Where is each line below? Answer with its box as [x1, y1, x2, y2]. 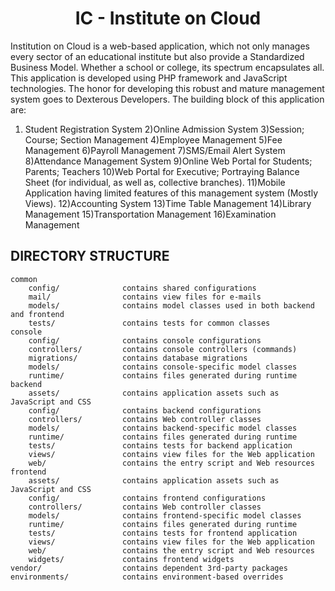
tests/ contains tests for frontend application [28, 528, 298, 538]
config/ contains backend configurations [28, 405, 262, 416]
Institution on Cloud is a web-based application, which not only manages [10, 40, 310, 52]
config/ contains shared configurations [28, 283, 257, 293]
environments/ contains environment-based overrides [10, 572, 284, 582]
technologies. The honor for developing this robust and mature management [10, 82, 325, 94]
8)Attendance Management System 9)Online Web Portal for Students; [24, 155, 313, 167]
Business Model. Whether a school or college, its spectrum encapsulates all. [10, 61, 325, 73]
